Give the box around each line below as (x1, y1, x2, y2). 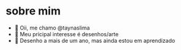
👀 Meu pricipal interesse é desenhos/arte (14, 30, 119, 37)
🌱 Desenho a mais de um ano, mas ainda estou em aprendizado (14, 37, 175, 44)
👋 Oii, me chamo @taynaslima (14, 24, 90, 31)
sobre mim (6, 4, 61, 18)
